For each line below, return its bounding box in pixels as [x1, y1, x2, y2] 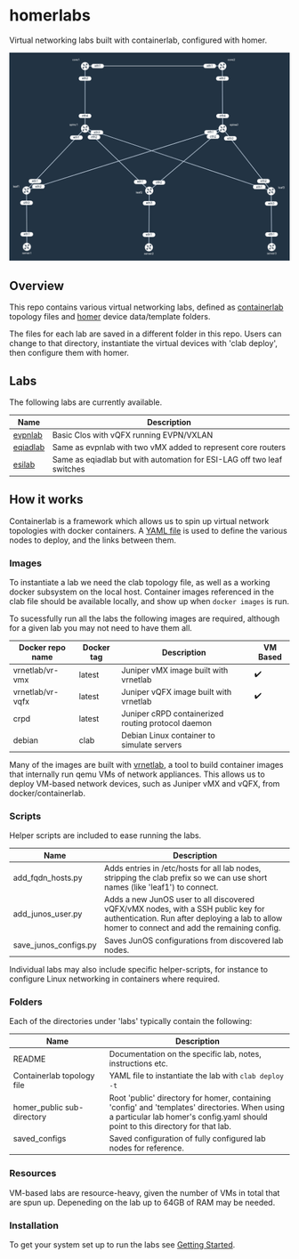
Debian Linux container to [121, 730, 215, 741]
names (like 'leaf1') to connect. [103, 882, 219, 892]
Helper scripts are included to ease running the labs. [9, 830, 202, 841]
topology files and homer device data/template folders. [9, 311, 211, 322]
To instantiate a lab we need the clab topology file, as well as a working [9, 577, 271, 587]
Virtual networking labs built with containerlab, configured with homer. [9, 35, 268, 45]
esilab [12, 459, 36, 470]
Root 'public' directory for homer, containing [109, 1092, 271, 1103]
